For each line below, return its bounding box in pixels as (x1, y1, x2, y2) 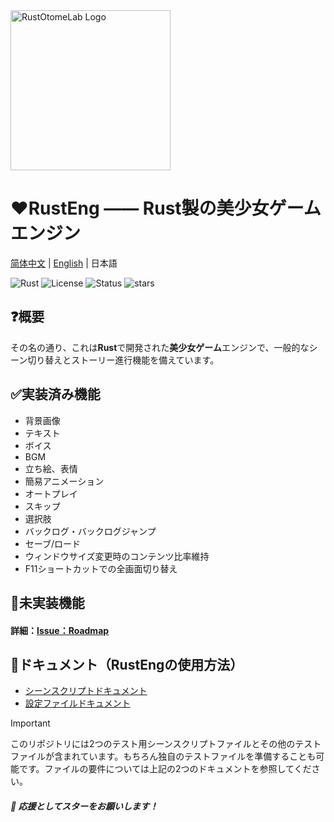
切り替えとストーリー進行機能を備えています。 (27, 354, 220, 366)
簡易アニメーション (24, 475, 105, 487)
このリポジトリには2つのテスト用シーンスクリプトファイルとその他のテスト (10, 738, 322, 750)
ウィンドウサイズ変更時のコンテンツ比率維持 (24, 550, 210, 562)
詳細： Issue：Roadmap (10, 624, 110, 636)
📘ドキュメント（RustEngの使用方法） (10, 656, 244, 673)
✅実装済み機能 (10, 386, 101, 403)
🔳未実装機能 (10, 594, 85, 611)
